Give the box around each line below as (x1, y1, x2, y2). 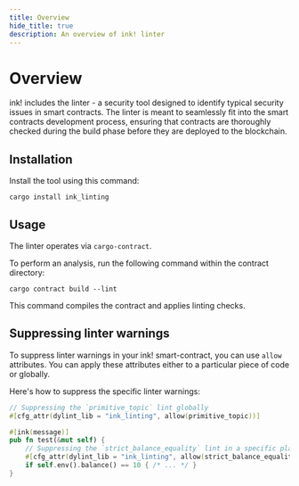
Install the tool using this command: (9, 176, 140, 186)
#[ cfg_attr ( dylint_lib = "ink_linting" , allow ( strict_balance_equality (25, 452, 296, 462)
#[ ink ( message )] (9, 427, 69, 437)
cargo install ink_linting (9, 193, 109, 202)
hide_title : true (9, 21, 74, 30)
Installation (9, 152, 73, 167)
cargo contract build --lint (9, 284, 117, 293)
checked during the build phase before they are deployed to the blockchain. (9, 126, 287, 136)
